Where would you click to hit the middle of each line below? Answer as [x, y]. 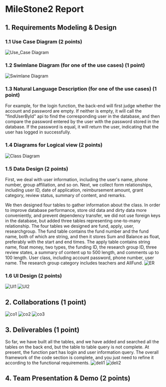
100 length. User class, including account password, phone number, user [80, 258]
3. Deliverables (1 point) [42, 330]
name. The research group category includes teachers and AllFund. [74, 263]
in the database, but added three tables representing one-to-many [73, 221]
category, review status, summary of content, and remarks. [66, 195]
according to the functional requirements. [48, 363]
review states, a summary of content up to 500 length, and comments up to [82, 253]
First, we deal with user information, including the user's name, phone [76, 180]
